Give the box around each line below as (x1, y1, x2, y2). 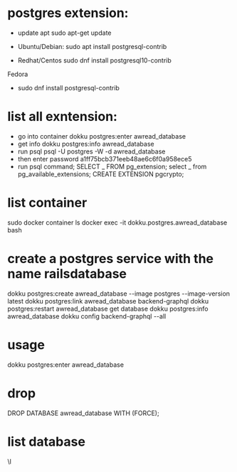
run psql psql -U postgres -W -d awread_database (17, 147, 166, 156)
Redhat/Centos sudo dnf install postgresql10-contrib (17, 55, 172, 65)
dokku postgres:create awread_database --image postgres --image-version (7, 289, 230, 298)
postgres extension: (7, 5, 129, 21)
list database (7, 434, 85, 449)
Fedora (7, 70, 28, 78)
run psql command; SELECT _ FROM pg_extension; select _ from (17, 162, 207, 171)
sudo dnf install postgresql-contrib (17, 83, 120, 92)
